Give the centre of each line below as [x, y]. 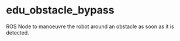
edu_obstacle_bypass [60, 10]
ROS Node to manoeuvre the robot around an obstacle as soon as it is [90, 26]
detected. [18, 32]
